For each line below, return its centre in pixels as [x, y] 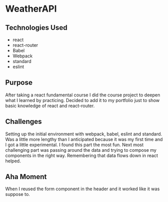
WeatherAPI [31, 9]
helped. [13, 161]
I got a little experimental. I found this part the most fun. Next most [74, 145]
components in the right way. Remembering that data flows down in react [82, 155]
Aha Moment [26, 177]
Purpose [19, 82]
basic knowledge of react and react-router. [50, 106]
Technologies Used [36, 28]
